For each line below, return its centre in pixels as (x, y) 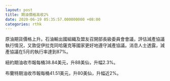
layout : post (19, 10)
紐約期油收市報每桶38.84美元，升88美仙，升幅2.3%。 (62, 63)
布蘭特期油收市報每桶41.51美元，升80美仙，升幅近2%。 (63, 73)
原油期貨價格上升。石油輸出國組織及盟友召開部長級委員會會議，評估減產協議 (85, 39)
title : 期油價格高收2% (27, 15)
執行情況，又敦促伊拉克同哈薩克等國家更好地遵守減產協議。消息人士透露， (83, 46)
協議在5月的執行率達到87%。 (40, 52)
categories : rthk (24, 24)
